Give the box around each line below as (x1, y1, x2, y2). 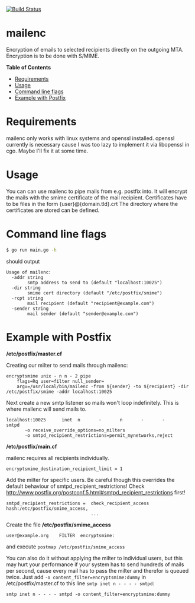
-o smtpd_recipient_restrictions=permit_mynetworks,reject (24, 432, 173, 439)
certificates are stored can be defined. (6, 207, 100, 214)
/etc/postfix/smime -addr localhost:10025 (6, 389, 112, 395)
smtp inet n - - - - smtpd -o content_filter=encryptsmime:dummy (6, 591, 170, 597)
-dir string (11, 285, 41, 291)
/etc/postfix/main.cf (6, 443, 57, 450)
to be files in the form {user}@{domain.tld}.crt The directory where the (6, 200, 178, 207)
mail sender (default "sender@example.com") (27, 310, 139, 317)
